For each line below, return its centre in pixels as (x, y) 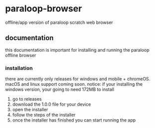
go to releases (27, 99)
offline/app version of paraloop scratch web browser (59, 22)
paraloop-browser (43, 9)
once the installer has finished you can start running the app (74, 120)
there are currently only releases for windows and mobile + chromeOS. (78, 79)
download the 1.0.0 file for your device (51, 104)
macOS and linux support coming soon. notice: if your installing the (74, 84)
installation (19, 68)
